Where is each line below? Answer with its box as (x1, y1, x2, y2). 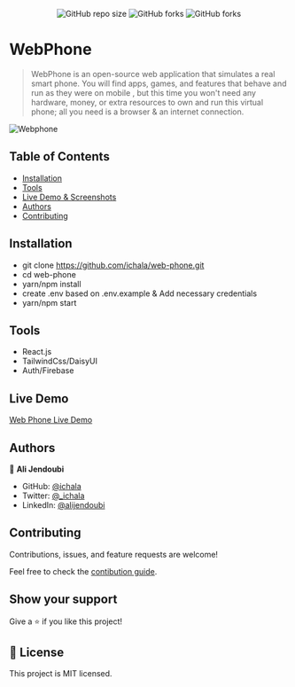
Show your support (9, 592, 118, 607)
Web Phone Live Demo (9, 415, 93, 425)
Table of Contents (9, 149, 111, 164)
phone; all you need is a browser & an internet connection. (30, 106, 245, 117)
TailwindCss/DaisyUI (21, 355, 97, 367)
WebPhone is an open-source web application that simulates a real (30, 68, 276, 79)
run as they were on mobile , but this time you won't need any (30, 87, 257, 98)
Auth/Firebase (21, 365, 74, 376)
